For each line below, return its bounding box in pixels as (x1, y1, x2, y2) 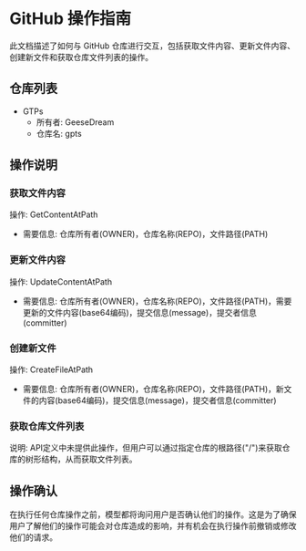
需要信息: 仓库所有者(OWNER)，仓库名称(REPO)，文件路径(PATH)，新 (22, 384, 284, 395)
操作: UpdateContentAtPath (9, 275, 112, 287)
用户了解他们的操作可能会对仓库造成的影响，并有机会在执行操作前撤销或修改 (9, 521, 297, 532)
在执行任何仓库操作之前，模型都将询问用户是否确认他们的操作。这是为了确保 (9, 509, 297, 520)
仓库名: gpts (36, 128, 82, 139)
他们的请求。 (9, 532, 57, 543)
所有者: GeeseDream (36, 116, 115, 128)
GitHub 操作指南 (9, 8, 132, 29)
